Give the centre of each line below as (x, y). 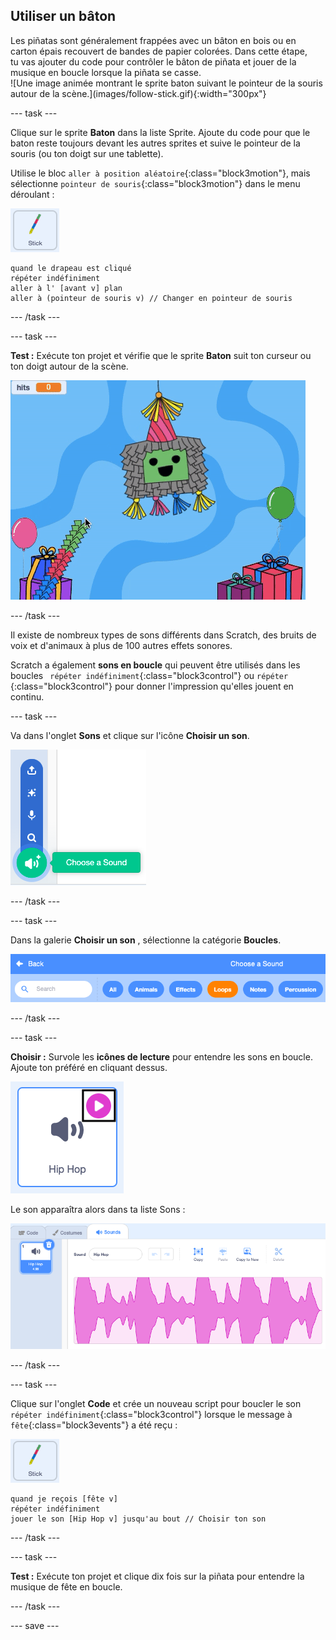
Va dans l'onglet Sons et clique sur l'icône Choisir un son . (130, 735)
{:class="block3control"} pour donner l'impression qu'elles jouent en (152, 686)
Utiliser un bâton (63, 16)
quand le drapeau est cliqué (71, 268)
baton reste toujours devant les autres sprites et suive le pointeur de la (155, 143)
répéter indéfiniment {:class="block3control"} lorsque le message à (151, 1414)
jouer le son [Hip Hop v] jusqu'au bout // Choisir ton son (138, 1519)
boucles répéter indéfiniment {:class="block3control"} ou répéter (149, 675)
